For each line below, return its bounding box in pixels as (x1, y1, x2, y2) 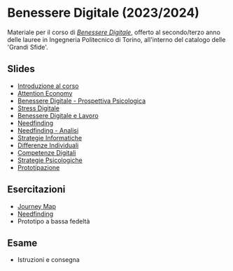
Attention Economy (17, 89, 73, 97)
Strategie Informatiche (17, 133, 83, 142)
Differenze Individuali (17, 141, 79, 149)
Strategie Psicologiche (17, 156, 83, 164)
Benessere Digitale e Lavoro (17, 111, 99, 119)
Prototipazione (17, 163, 60, 172)
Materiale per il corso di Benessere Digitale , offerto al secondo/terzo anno (7, 28, 220, 36)
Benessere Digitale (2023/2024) (7, 5, 199, 21)
